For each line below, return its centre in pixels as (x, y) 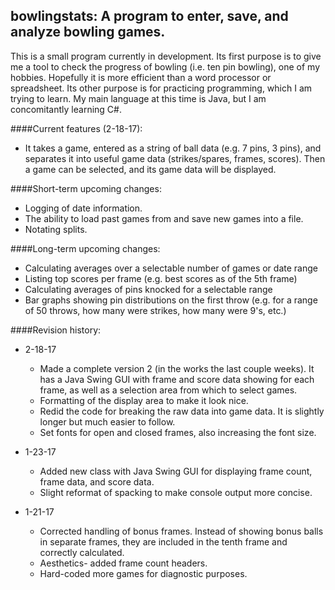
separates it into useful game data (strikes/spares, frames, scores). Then (175, 158)
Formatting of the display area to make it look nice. (144, 400)
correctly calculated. (82, 552)
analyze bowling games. (88, 32)
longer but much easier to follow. (107, 421)
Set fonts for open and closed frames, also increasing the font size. (178, 432)
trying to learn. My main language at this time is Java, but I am (138, 98)
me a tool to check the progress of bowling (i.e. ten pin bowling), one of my (165, 66)
